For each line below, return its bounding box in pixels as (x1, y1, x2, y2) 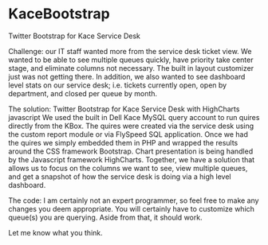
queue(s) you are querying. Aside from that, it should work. (8, 212, 203, 222)
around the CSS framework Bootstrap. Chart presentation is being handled (8, 146, 254, 156)
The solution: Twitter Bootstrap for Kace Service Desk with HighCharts (8, 104, 240, 114)
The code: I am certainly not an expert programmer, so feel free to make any (8, 196, 259, 205)
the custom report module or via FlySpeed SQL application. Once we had (8, 129, 249, 139)
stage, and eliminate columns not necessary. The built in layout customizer (8, 63, 254, 72)
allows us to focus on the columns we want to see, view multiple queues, (8, 163, 248, 173)
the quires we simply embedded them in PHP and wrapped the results (8, 138, 238, 147)
